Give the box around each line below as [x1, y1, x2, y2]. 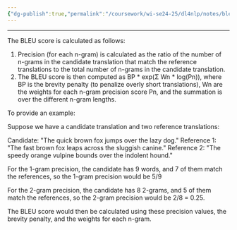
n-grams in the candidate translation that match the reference [17, 57, 197, 66]
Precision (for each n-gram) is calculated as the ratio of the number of [17, 50, 222, 59]
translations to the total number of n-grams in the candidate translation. [17, 65, 226, 73]
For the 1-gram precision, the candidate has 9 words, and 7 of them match [7, 164, 223, 173]
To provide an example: [7, 109, 75, 117]
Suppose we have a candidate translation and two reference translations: [7, 122, 220, 131]
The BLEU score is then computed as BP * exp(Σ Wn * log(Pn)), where [17, 72, 222, 81]
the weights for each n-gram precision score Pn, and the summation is [17, 87, 223, 96]
